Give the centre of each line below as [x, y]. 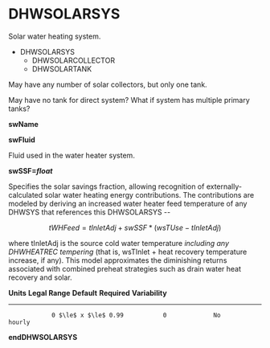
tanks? [19, 108]
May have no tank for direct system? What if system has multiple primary [129, 100]
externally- [224, 186]
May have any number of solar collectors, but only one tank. [108, 84]
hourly [19, 322]
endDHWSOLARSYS [43, 337]
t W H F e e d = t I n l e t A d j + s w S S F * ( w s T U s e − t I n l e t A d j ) [135, 227]
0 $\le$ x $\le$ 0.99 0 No [136, 315]
